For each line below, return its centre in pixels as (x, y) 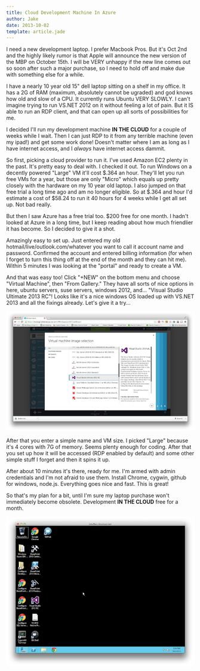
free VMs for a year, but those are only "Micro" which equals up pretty (93, 179)
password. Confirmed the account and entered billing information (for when (99, 253)
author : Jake (22, 19)
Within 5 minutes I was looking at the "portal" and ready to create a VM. (95, 266)
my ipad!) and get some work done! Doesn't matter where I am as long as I (98, 142)
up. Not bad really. (29, 205)
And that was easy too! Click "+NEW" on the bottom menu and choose (93, 277)
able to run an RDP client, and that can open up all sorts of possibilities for (97, 112)
